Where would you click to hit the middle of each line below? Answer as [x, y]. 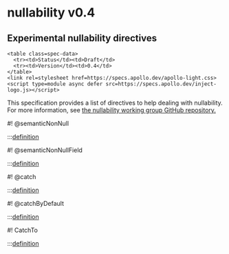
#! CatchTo [23, 230]
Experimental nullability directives [82, 38]
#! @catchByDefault [35, 203]
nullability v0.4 [51, 13]
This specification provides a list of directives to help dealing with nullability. [115, 103]
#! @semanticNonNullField [45, 150]
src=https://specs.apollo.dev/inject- [161, 84]
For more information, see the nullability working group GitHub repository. [112, 110]
